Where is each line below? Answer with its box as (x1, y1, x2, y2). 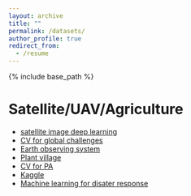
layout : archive (8, 11, 63, 20)
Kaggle (20, 169, 45, 179)
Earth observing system (20, 143, 100, 154)
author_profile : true (8, 34, 82, 43)
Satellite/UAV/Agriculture (8, 100, 184, 118)
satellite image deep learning (20, 126, 118, 136)
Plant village (20, 152, 62, 162)
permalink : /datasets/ (8, 27, 85, 35)
